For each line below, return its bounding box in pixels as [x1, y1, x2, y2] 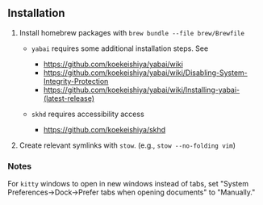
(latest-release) [43, 93, 94, 103]
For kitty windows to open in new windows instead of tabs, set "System [7, 179, 249, 189]
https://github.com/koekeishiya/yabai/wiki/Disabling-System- [43, 68, 248, 77]
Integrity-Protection [43, 76, 109, 86]
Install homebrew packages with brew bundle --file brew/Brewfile [19, 27, 245, 37]
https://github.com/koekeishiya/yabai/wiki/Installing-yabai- [43, 85, 240, 94]
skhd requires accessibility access [31, 109, 144, 119]
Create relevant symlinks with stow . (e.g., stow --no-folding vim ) [19, 140, 236, 150]
